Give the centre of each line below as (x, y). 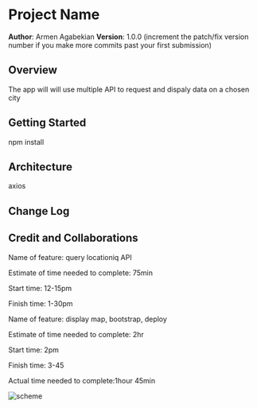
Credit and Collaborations (73, 238)
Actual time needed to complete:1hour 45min (82, 380)
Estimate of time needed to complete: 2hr (76, 334)
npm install (26, 142)
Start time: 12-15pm (40, 288)
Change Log (39, 211)
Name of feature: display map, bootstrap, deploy (88, 319)
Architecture (41, 167)
